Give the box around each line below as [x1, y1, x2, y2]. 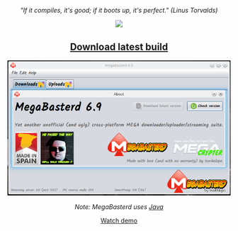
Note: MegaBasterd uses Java [74, 202, 164, 211]
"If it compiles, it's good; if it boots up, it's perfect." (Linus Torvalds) [20, 6, 218, 14]
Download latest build [69, 41, 169, 53]
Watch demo [100, 216, 138, 225]
